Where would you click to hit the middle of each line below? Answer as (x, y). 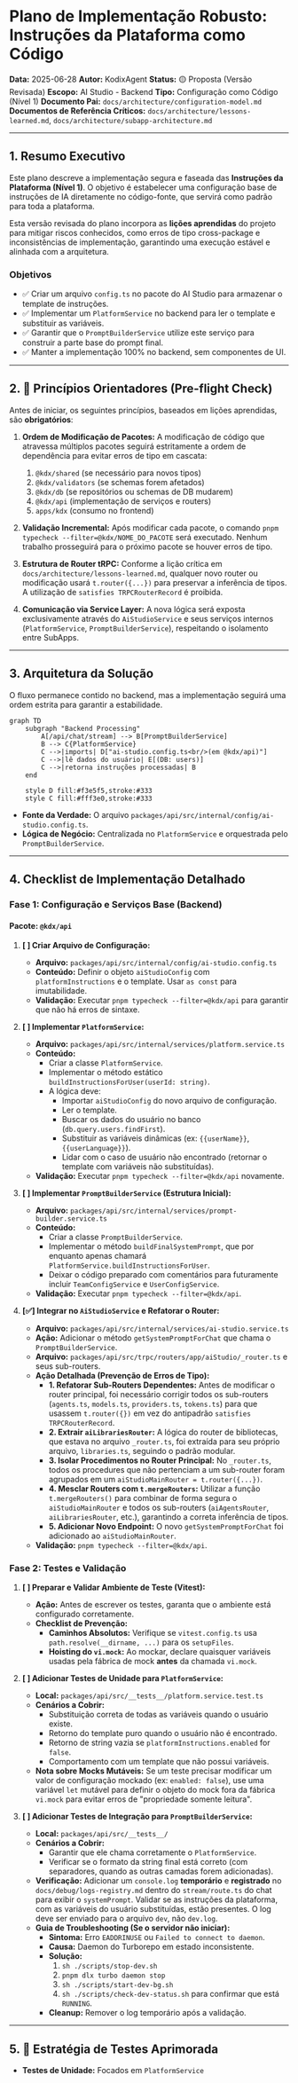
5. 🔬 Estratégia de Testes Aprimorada (114, 2049)
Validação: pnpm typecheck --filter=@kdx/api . (121, 1545)
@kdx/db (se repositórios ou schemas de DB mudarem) (134, 491)
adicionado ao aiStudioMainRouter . (113, 1536)
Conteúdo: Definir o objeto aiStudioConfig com (122, 972)
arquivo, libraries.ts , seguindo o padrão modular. (142, 1451)
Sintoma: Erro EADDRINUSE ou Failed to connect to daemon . (157, 1938)
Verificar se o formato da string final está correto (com (148, 1862)
